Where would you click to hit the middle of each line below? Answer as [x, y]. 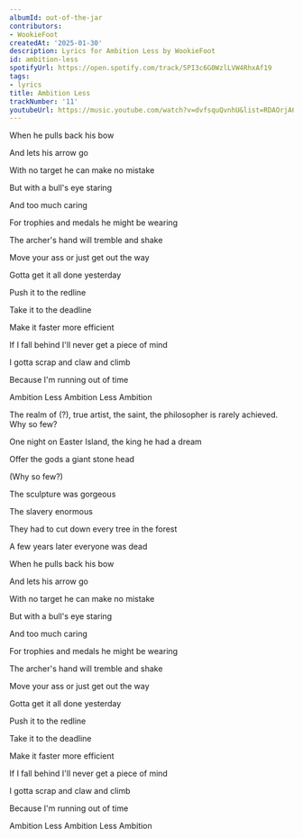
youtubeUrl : [32, 110]
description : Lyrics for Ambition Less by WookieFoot [113, 51]
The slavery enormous [51, 512]
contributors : [36, 26]
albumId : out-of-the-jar [56, 18]
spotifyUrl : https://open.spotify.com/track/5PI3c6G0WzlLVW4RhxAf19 [141, 68]
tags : [19, 77]
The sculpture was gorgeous [63, 494]
